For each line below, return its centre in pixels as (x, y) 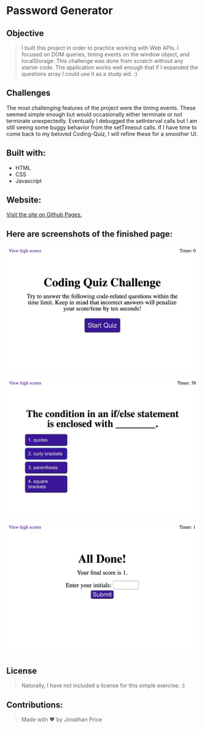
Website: (24, 200)
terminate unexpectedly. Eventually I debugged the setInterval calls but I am (102, 120)
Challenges (28, 93)
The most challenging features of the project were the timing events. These (101, 108)
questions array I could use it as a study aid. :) (79, 74)
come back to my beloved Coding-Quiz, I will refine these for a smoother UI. (102, 134)
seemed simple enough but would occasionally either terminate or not (94, 114)
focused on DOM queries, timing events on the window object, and (105, 54)
